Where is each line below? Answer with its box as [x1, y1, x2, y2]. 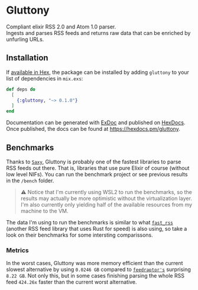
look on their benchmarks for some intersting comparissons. [6, 231, 154, 239]
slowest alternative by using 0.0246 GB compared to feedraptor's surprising [6, 266, 191, 273]
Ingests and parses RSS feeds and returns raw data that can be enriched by [6, 29, 191, 36]
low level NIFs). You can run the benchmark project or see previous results [6, 170, 188, 178]
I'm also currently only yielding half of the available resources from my [20, 201, 193, 208]
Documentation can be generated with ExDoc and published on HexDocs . [6, 119, 186, 126]
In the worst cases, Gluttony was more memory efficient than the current [6, 260, 183, 267]
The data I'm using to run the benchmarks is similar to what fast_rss [6, 218, 173, 225]
